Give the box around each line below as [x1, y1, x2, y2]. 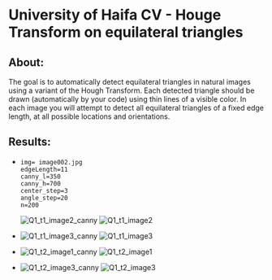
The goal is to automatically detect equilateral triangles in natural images [8, 77, 252, 86]
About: [8, 55, 45, 69]
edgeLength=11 [19, 165, 68, 173]
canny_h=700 [19, 179, 61, 188]
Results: [8, 135, 51, 149]
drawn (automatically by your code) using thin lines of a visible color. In [8, 94, 247, 103]
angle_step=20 [19, 194, 68, 202]
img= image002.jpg [19, 158, 83, 166]
